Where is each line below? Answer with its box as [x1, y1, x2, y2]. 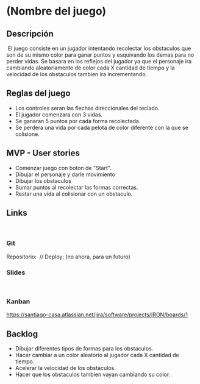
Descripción [6, 29, 54, 39]
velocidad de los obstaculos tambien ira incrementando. [6, 71, 148, 77]
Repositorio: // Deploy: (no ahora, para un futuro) [6, 253, 131, 260]
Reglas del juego [6, 88, 71, 99]
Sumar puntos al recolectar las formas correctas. [15, 183, 138, 191]
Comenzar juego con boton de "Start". [15, 164, 112, 171]
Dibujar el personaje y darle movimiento [15, 171, 116, 178]
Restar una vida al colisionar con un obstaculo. [15, 190, 133, 197]
